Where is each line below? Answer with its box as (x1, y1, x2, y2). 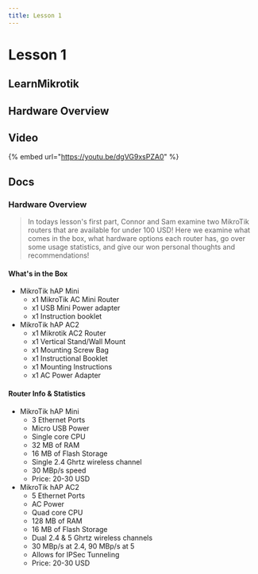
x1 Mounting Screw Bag (31, 346, 110, 355)
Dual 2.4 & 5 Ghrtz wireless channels (31, 533, 153, 542)
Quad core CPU (31, 507, 83, 517)
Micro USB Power (31, 423, 90, 433)
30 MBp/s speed (31, 465, 87, 475)
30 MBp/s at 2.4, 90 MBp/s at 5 (31, 541, 135, 551)
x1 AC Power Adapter (31, 370, 102, 381)
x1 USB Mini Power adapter (31, 303, 121, 313)
